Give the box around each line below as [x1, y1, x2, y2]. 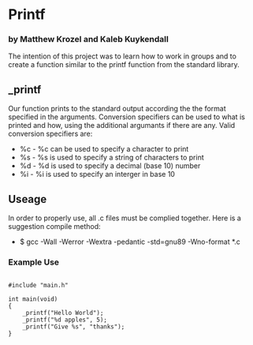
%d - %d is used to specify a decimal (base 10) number [19, 161, 201, 171]
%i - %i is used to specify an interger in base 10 [19, 170, 176, 179]
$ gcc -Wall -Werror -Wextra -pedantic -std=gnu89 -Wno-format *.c [19, 237, 240, 246]
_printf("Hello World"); [22, 309, 104, 317]
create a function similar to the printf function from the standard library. [8, 60, 240, 69]
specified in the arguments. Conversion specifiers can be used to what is [8, 112, 246, 122]
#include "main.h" [8, 282, 69, 290]
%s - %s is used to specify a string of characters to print [19, 152, 204, 163]
